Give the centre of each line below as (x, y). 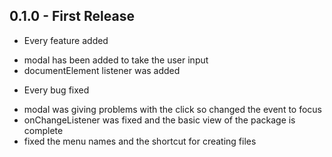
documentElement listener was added (102, 70)
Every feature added (66, 40)
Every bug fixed (56, 90)
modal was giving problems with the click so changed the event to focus (173, 109)
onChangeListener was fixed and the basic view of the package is (159, 120)
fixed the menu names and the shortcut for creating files (140, 141)
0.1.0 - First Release (72, 16)
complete (43, 130)
